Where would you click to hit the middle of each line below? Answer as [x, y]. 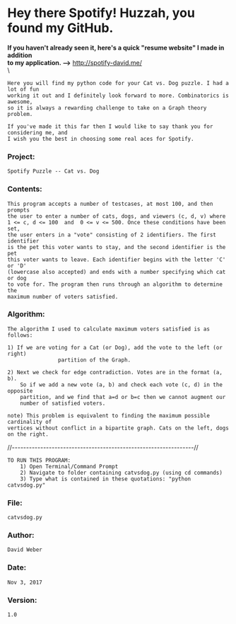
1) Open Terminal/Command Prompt [69, 466]
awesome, [20, 102]
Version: [22, 600]
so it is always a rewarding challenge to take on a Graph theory [107, 108]
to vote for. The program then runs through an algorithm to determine [115, 284]
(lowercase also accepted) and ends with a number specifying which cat [117, 272]
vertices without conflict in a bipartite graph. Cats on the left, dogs [118, 428]
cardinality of [30, 422]
